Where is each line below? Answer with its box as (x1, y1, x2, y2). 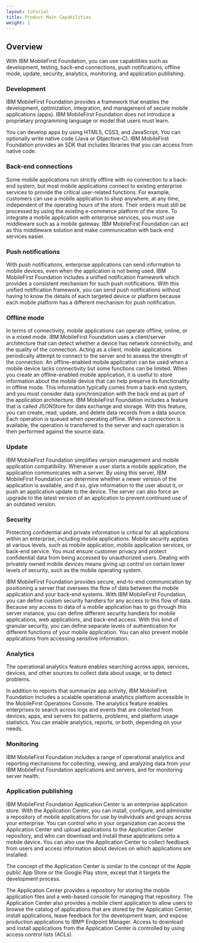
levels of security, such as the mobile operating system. (6, 566, 142, 573)
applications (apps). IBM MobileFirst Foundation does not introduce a (6, 111, 175, 118)
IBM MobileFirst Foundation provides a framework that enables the (6, 99, 169, 106)
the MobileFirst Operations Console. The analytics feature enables (6, 700, 168, 707)
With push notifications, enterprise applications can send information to (6, 261, 181, 268)
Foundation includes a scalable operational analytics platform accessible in (6, 694, 190, 701)
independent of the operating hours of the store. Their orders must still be (6, 201, 187, 208)
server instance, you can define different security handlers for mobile (6, 609, 176, 617)
